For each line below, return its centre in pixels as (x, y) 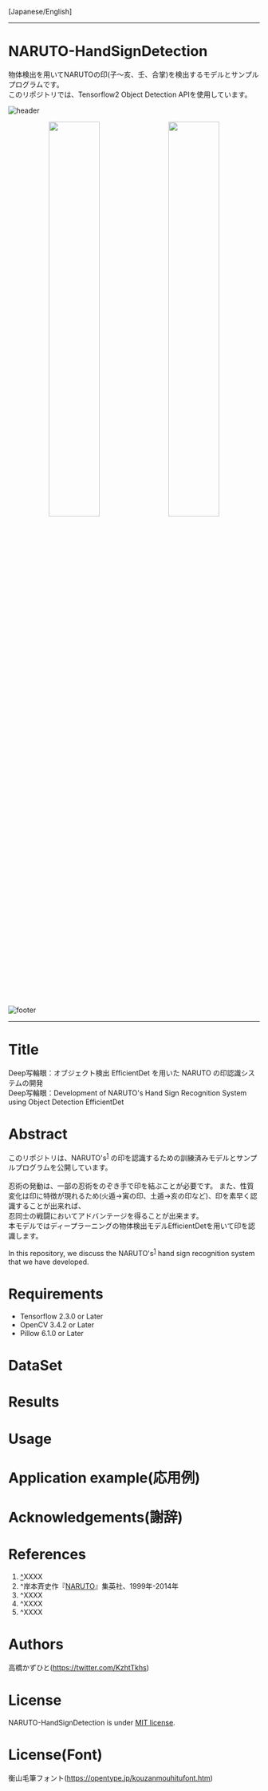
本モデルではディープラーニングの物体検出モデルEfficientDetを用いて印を (128, 1226)
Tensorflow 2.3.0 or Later (61, 1316)
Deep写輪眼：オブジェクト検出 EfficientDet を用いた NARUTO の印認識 (125, 1073)
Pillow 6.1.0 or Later (51, 1334)
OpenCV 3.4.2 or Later (57, 1325)
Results (34, 1402)
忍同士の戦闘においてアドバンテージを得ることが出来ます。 (106, 1216)
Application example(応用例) (104, 1478)
